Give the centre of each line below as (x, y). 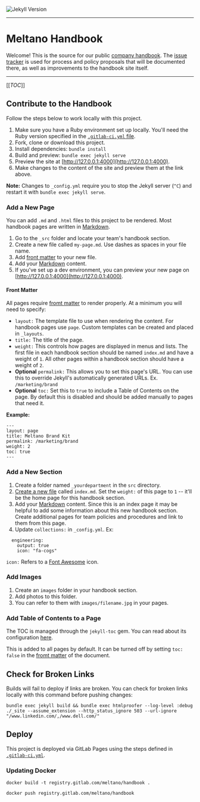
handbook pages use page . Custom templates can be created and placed (104, 327)
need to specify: (26, 309)
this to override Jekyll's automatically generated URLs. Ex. (86, 378)
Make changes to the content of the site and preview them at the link (99, 167)
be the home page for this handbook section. (70, 498)
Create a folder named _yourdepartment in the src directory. (88, 485)
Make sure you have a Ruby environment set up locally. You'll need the (101, 130)
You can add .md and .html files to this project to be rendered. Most (89, 220)
